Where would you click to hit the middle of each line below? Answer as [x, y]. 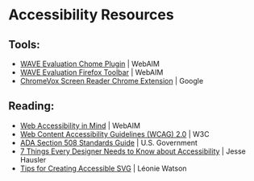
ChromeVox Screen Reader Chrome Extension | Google [112, 81]
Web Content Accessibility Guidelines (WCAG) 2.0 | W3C [115, 134]
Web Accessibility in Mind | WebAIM [80, 125]
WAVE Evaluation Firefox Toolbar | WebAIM [92, 72]
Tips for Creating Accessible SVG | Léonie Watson [103, 168]
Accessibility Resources [92, 15]
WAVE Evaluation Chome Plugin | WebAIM [90, 64]
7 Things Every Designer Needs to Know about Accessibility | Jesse [133, 151]
